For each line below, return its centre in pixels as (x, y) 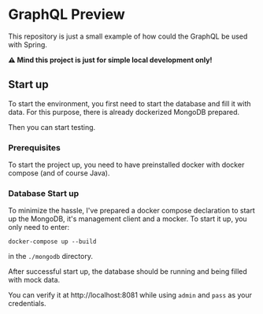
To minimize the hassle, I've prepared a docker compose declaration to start (132, 211)
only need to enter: (39, 227)
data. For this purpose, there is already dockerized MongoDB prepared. (124, 112)
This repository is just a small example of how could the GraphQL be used (128, 36)
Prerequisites (34, 147)
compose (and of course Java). (59, 173)
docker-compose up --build (52, 242)
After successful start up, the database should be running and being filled (128, 272)
